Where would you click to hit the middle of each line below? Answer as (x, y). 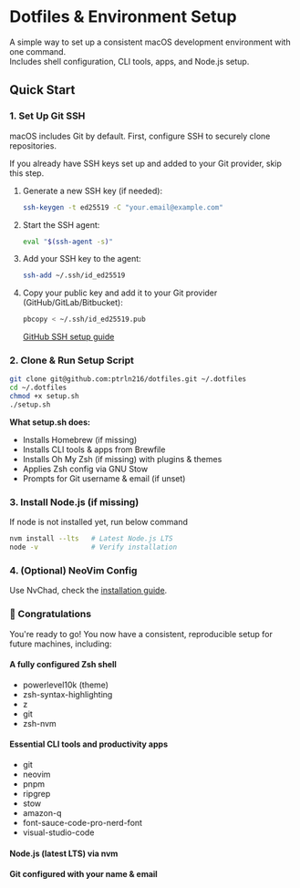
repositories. (33, 145)
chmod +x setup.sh (44, 397)
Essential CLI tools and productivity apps (89, 744)
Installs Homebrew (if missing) (80, 439)
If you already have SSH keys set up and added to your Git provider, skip (146, 163)
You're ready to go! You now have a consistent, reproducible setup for (141, 634)
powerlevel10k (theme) (66, 685)
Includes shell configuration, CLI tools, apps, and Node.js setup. (129, 61)
